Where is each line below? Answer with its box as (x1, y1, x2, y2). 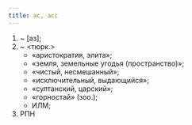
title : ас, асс (8, 11, 59, 20)
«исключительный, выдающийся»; (31, 75, 149, 85)
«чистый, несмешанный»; (31, 66, 120, 76)
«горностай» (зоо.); (31, 92, 98, 101)
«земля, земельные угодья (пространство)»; (31, 59, 185, 68)
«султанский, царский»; (31, 84, 113, 93)
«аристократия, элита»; (31, 50, 113, 59)
